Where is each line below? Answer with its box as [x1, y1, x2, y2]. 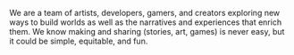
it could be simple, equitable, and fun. [9, 35, 148, 46]
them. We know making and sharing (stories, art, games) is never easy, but [9, 27, 285, 36]
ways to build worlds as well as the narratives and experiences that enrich [9, 17, 282, 27]
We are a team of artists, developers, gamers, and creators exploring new [9, 8, 281, 18]
